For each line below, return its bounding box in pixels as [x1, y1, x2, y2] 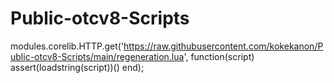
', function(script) [183, 50, 255, 62]
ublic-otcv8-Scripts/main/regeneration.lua [10, 50, 185, 62]
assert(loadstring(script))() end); [10, 61, 145, 73]
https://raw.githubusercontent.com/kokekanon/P [123, 40, 324, 52]
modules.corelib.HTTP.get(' [10, 40, 125, 52]
